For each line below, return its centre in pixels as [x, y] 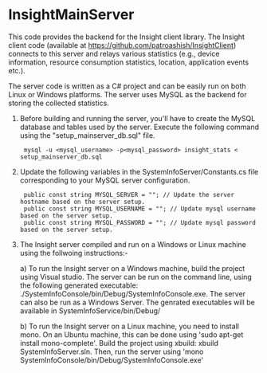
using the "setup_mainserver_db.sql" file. [87, 135]
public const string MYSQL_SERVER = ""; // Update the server [129, 194]
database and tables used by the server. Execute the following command [139, 127]
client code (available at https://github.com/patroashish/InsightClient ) [122, 45]
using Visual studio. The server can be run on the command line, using [136, 277]
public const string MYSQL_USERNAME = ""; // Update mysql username [140, 209]
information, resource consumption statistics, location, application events [129, 62]
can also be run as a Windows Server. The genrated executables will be [137, 302]
